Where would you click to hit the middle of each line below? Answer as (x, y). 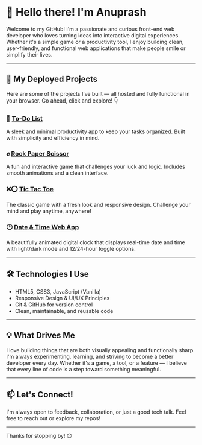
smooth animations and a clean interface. (57, 173)
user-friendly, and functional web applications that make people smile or (96, 48)
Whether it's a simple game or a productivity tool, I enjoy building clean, (95, 42)
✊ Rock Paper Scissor (38, 153)
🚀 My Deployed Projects (52, 79)
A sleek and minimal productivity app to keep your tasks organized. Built (96, 131)
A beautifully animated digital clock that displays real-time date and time (96, 242)
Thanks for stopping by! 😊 (39, 436)
